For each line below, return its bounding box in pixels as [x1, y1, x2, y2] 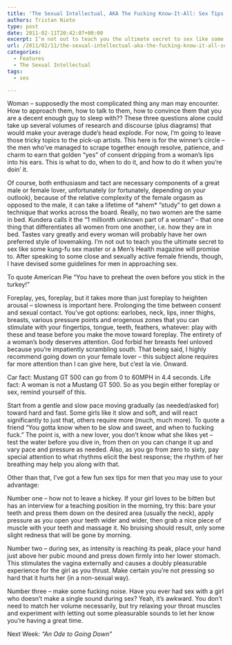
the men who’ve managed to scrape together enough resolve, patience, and [7, 143, 224, 152]
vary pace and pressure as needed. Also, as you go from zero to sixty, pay [7, 445, 220, 454]
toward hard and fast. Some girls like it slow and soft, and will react [7, 409, 198, 417]
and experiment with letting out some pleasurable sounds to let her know [7, 609, 215, 617]
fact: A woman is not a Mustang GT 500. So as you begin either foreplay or [7, 381, 220, 389]
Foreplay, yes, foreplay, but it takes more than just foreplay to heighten [7, 294, 208, 302]
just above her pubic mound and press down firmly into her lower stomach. [7, 552, 221, 560]
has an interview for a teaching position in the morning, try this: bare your [7, 502, 216, 510]
